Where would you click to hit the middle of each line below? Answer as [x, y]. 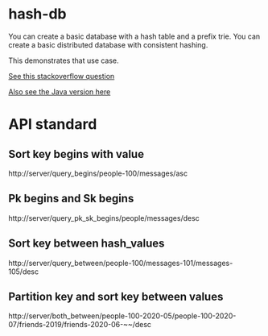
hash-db [37, 14]
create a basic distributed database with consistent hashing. [108, 44]
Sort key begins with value [76, 154]
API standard [53, 124]
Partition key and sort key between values [116, 296]
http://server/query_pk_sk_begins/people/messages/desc [104, 218]
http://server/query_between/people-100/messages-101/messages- [121, 263]
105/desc [23, 272]
